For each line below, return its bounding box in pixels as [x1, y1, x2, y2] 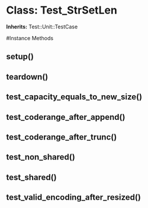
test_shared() [6, 172, 57, 182]
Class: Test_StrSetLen [6, 4, 117, 17]
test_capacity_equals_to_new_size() [6, 92, 143, 102]
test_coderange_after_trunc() [6, 132, 117, 142]
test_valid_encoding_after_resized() [6, 193, 141, 203]
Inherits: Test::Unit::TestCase [6, 23, 78, 30]
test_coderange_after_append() [6, 112, 126, 122]
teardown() [6, 71, 49, 82]
